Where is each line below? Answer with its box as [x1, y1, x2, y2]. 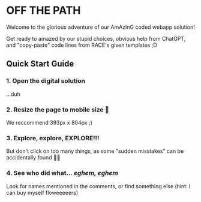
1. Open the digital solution [6, 77, 86, 85]
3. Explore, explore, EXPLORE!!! [6, 134, 100, 142]
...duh [6, 91, 21, 98]
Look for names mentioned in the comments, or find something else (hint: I [6, 182, 191, 189]
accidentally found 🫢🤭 [6, 154, 61, 161]
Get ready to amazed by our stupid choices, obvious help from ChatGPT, [6, 35, 186, 42]
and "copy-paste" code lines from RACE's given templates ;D [6, 41, 157, 49]
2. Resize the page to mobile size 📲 [6, 105, 109, 114]
